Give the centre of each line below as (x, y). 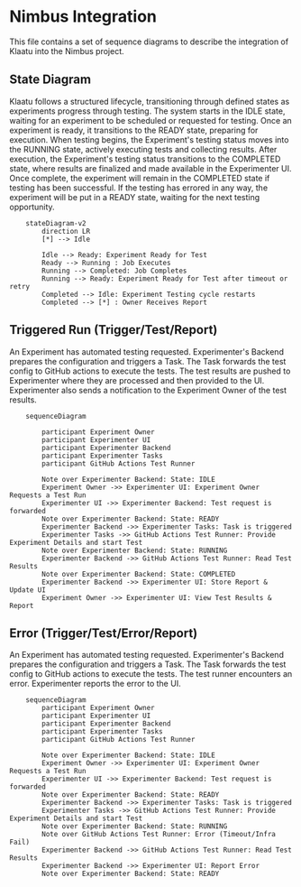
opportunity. (32, 207)
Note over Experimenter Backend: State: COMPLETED (139, 574)
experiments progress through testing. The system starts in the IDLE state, (147, 111)
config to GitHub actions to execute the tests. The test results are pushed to (150, 371)
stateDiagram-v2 (56, 223)
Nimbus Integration (83, 17)
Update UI (28, 590)
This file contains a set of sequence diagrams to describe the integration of (149, 42)
